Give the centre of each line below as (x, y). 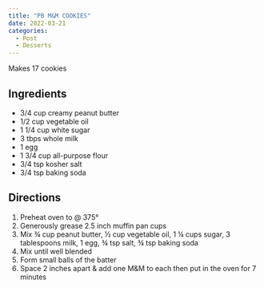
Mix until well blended (56, 251)
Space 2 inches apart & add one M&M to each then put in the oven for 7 (138, 268)
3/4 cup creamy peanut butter (70, 112)
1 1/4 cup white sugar (55, 130)
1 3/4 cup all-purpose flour (64, 155)
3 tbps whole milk (49, 138)
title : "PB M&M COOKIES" (50, 16)
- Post (26, 38)
